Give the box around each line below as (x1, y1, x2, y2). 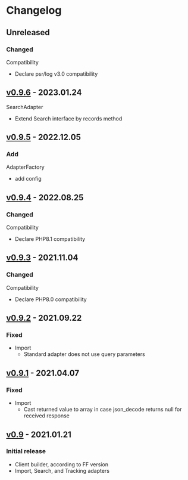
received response (23, 412, 70, 419)
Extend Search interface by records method (14, 114, 123, 122)
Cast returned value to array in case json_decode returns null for (23, 406, 182, 413)
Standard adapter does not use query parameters (23, 351, 146, 358)
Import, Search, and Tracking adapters (14, 467, 110, 474)
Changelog (6, 4, 62, 17)
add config (14, 175, 42, 182)
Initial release (6, 447, 46, 456)
